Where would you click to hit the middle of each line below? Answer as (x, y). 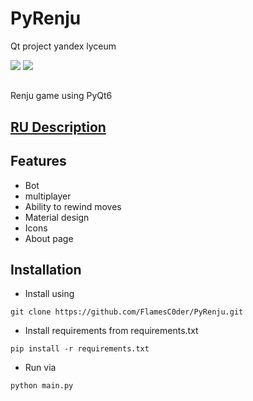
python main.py (42, 386)
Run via (40, 368)
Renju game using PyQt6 (61, 96)
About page (49, 238)
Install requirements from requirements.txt (111, 331)
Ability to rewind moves (73, 206)
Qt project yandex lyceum (63, 46)
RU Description (58, 127)
